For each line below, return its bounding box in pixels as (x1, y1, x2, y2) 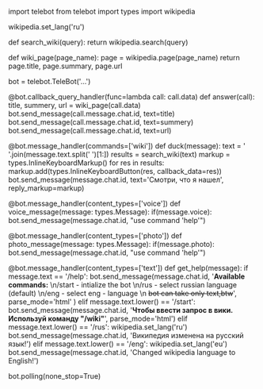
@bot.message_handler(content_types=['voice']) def (8, 198, 181, 208)
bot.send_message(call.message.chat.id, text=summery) (8, 117, 194, 126)
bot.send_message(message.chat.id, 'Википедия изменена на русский (8, 331, 244, 340)
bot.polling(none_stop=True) (8, 372, 101, 380)
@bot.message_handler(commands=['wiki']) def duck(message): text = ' (8, 141, 246, 150)
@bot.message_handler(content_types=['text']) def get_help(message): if (8, 264, 249, 272)
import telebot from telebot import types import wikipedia (8, 7, 196, 16)
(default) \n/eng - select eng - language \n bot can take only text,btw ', (8, 289, 238, 298)
